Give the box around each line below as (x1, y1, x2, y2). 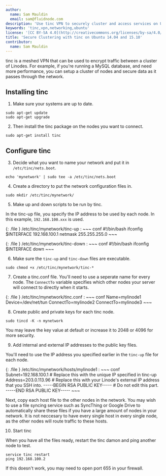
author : (5, 7, 22, 12)
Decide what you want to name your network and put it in (12, 159, 130, 166)
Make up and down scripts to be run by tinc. (12, 202, 102, 208)
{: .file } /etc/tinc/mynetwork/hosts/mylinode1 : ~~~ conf (5, 367, 120, 372)
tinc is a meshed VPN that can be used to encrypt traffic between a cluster (5, 57, 157, 63)
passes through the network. (5, 73, 65, 79)
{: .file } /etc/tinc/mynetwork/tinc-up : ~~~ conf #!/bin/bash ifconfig (5, 226, 143, 232)
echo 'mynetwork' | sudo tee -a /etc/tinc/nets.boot (5, 174, 116, 180)
